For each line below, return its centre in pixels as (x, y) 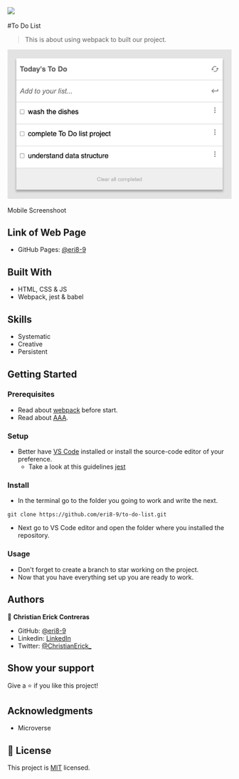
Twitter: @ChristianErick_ (54, 646)
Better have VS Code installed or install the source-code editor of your (121, 452)
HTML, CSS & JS (42, 290)
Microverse (34, 728)
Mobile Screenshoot (37, 210)
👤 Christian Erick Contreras (49, 616)
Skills (20, 319)
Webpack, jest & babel (51, 297)
